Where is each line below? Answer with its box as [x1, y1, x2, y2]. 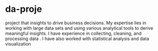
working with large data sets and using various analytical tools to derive [5, 25, 153, 31]
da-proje [5, 3, 42, 15]
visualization [5, 41, 31, 47]
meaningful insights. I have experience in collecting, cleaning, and [5, 30, 142, 36]
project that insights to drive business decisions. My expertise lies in [5, 20, 146, 26]
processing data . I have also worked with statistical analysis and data [5, 36, 149, 42]
